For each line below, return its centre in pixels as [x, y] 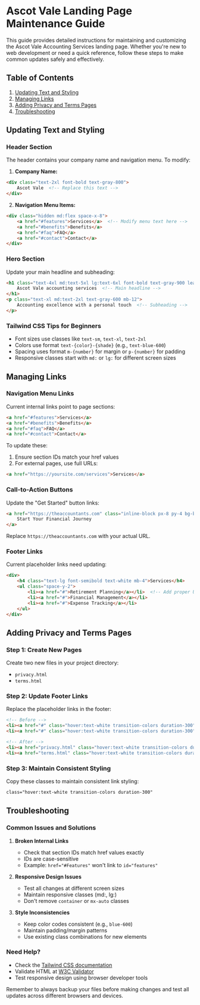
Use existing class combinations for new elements [85, 936]
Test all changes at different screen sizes [74, 888]
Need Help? [24, 952]
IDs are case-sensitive [51, 859]
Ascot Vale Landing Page [69, 11]
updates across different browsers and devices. [65, 995]
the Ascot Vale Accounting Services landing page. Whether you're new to [96, 47]
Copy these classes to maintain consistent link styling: [73, 781]
